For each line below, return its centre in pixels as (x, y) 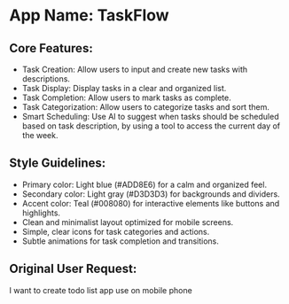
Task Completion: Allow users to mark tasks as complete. (127, 97)
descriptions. (46, 79)
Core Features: (51, 48)
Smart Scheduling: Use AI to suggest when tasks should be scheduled (150, 117)
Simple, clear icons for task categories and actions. (116, 231)
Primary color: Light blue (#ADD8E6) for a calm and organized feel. (144, 184)
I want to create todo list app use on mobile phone (101, 290)
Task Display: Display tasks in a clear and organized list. (124, 88)
